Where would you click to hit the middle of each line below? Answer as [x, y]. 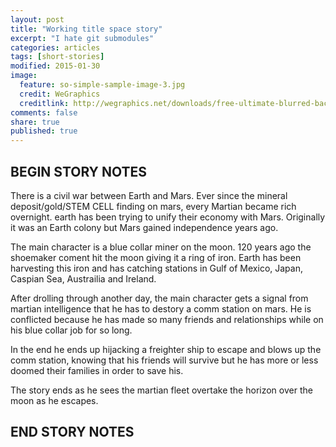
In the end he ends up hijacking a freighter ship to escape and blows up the [166, 349]
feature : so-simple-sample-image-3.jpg [102, 85]
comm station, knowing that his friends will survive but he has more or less [164, 360]
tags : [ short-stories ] [57, 57]
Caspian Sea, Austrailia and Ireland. [83, 278]
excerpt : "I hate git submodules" [82, 38]
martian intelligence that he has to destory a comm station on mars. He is [161, 308]
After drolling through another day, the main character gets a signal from [159, 298]
